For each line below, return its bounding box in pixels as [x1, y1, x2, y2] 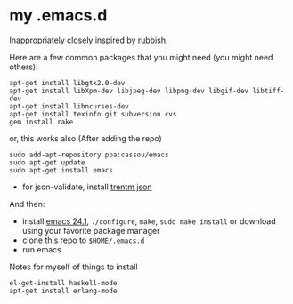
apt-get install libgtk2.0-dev [9, 78, 126, 87]
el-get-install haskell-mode [9, 278, 118, 287]
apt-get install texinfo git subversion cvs [9, 109, 177, 118]
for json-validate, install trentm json [21, 181, 153, 192]
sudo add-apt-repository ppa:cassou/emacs [9, 150, 169, 159]
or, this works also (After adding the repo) [9, 132, 162, 143]
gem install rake [9, 117, 74, 126]
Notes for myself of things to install [9, 261, 138, 272]
